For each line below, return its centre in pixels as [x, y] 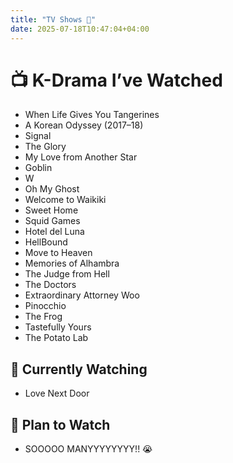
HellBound [46, 242]
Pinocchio [45, 306]
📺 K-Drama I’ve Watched [116, 80]
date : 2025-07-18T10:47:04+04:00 [80, 29]
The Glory [45, 147]
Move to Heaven [58, 253]
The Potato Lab [56, 338]
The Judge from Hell [67, 274]
